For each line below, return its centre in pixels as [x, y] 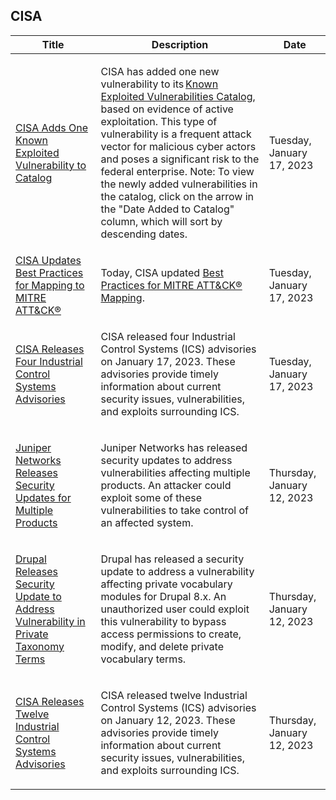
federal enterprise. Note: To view [177, 171]
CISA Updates [48, 260]
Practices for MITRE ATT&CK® [171, 285]
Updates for [43, 497]
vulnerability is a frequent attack [176, 134]
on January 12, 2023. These [168, 720]
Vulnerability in [50, 621]
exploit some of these [151, 497]
